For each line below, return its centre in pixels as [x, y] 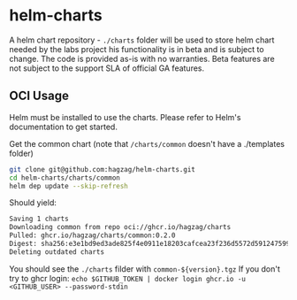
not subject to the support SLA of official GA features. [107, 68]
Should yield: [33, 203]
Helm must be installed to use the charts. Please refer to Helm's [125, 117]
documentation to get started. [63, 127]
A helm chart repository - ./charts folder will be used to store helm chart [142, 40]
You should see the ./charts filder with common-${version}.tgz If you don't [145, 269]
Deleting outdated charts [57, 252]
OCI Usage [39, 96]
